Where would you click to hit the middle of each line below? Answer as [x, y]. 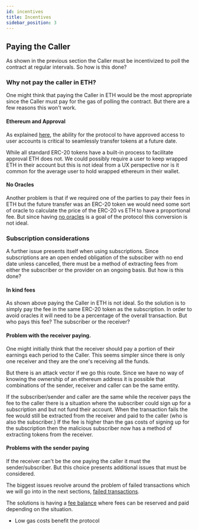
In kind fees [21, 290]
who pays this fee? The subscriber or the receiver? [68, 322]
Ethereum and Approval [36, 121]
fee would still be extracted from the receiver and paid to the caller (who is [97, 415]
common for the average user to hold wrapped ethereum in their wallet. [93, 171]
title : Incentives [29, 17]
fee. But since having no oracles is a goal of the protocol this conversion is [97, 216]
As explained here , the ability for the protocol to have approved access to [95, 134]
